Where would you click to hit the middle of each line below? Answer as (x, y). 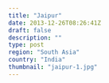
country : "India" (37, 60)
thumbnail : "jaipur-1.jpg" (53, 67)
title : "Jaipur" (35, 15)
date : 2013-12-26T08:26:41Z (55, 23)
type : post (26, 45)
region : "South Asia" (44, 52)
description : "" (35, 38)
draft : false (30, 30)
